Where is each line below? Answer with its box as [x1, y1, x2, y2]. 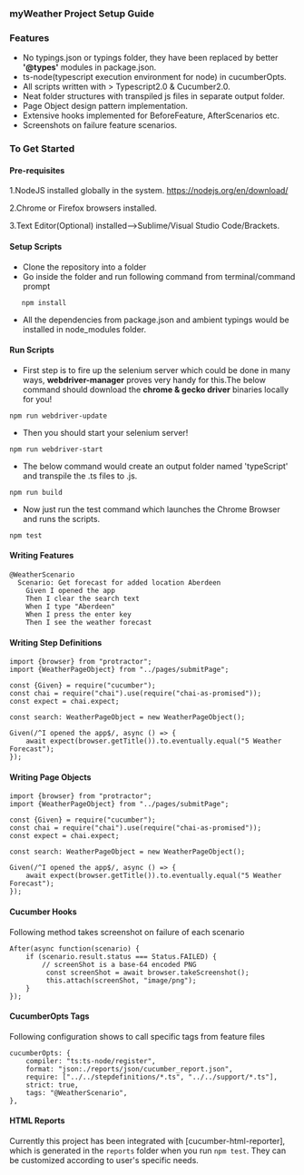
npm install [21, 298, 67, 307]
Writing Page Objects [9, 771, 92, 783]
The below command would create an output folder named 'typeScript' [22, 460, 289, 471]
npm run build [9, 488, 64, 497]
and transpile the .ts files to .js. [22, 470, 138, 481]
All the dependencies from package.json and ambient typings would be [22, 314, 289, 325]
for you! [22, 393, 53, 404]
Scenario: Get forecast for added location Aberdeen [17, 578, 221, 587]
